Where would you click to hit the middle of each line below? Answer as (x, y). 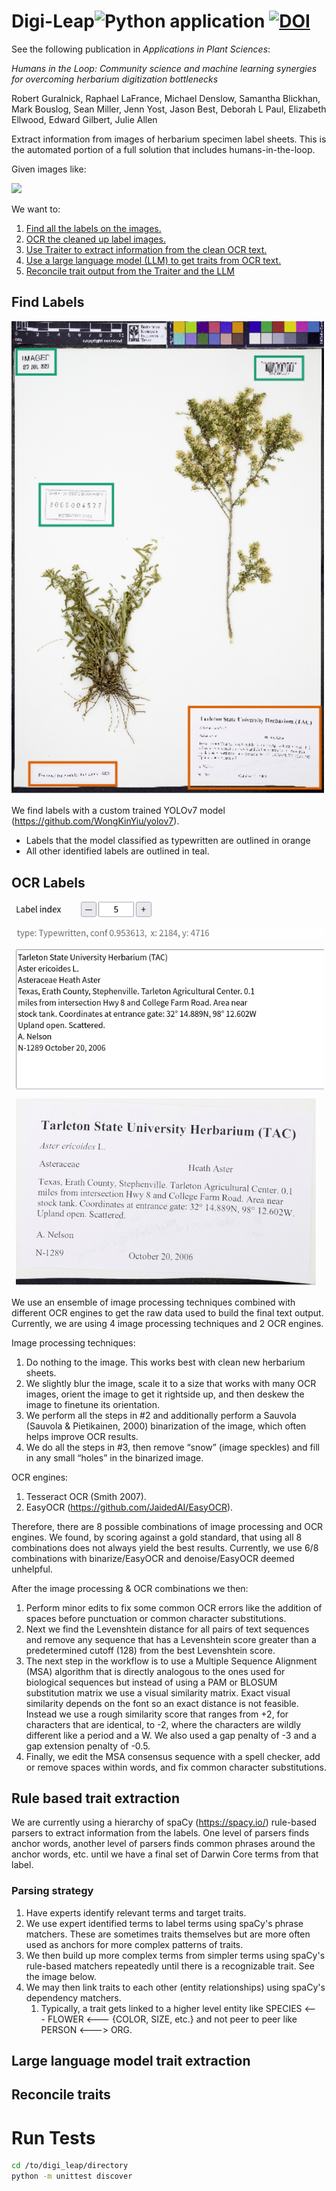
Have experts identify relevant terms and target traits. (136, 1912)
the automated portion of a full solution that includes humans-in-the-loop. (163, 149)
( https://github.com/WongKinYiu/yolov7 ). (95, 821)
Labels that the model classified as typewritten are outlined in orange (168, 841)
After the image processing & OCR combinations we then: (130, 1588)
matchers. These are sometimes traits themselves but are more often (168, 1934)
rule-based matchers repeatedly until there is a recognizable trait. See (170, 1966)
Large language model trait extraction (131, 2061)
